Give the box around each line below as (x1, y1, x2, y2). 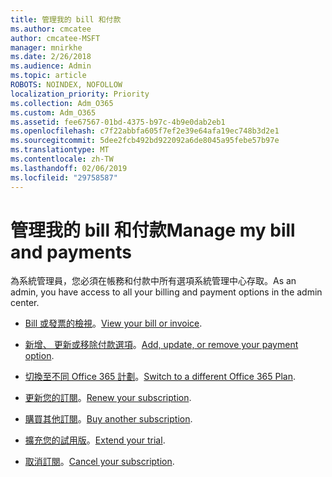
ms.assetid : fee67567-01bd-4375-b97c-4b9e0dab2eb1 (10, 117, 226, 127)
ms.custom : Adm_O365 (10, 107, 97, 118)
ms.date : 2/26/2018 (10, 52, 92, 62)
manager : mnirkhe (10, 42, 83, 53)
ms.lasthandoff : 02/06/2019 (10, 163, 128, 173)
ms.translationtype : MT (10, 145, 110, 155)
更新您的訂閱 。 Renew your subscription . (24, 392, 192, 404)
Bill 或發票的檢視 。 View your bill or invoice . (24, 317, 203, 330)
